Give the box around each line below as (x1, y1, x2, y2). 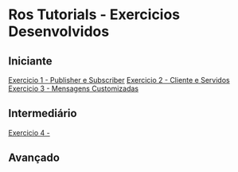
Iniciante (8, 54, 53, 68)
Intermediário (8, 107, 77, 120)
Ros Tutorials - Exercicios (8, 6, 181, 24)
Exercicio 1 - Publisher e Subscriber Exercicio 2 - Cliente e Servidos (8, 76, 230, 84)
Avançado (8, 151, 60, 165)
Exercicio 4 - (8, 127, 50, 137)
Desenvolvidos (8, 22, 110, 41)
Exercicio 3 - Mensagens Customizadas (8, 84, 139, 93)
